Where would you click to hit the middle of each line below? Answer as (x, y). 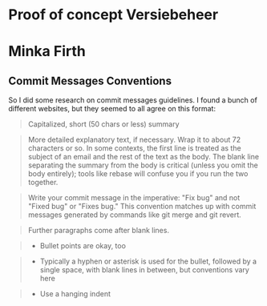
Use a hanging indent (75, 294)
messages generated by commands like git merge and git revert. (135, 215)
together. (43, 183)
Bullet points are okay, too (83, 246)
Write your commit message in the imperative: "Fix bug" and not (134, 198)
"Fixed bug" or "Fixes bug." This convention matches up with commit (142, 207)
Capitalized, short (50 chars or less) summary (103, 124)
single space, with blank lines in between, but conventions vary (145, 270)
